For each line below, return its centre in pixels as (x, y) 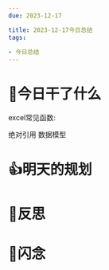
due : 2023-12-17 (35, 16)
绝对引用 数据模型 (37, 135)
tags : (17, 37)
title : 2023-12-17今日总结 (51, 30)
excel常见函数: (32, 118)
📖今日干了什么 (55, 94)
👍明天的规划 (51, 170)
